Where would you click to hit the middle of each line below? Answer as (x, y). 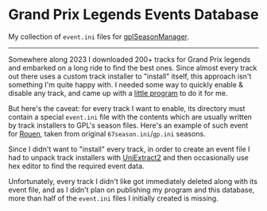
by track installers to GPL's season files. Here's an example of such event (128, 125)
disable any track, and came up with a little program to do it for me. (118, 93)
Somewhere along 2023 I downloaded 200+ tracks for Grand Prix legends (130, 59)
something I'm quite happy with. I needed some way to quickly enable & (126, 84)
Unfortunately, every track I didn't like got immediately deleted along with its (133, 181)
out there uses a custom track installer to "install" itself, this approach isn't (130, 76)
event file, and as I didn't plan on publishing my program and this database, (132, 190)
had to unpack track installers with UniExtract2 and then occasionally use (128, 157)
